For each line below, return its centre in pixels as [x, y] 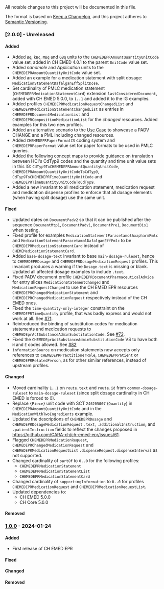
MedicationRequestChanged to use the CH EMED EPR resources [75, 287]
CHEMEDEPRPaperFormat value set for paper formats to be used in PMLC [82, 146]
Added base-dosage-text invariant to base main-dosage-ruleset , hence [83, 256]
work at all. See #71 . [32, 319]
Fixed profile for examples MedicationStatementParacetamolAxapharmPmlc [85, 235]
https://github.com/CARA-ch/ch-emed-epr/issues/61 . [66, 434]
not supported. [27, 455]
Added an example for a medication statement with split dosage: [77, 78]
